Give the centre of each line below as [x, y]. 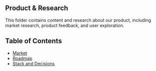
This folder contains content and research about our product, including [78, 20]
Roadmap [22, 58]
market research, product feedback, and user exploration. [65, 25]
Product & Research [37, 8]
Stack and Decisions [33, 64]
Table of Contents [34, 41]
